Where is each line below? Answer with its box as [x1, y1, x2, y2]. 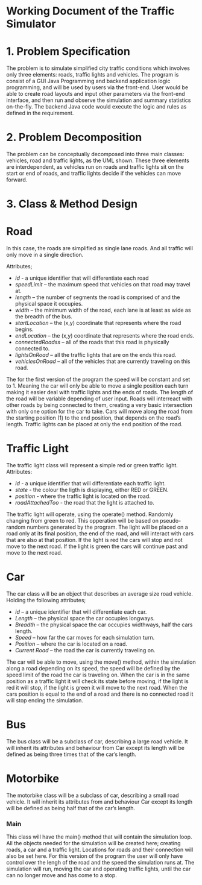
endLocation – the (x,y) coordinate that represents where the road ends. [14, 332, 195, 339]
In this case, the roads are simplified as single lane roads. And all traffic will [6, 245, 193, 252]
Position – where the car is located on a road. [14, 640, 128, 647]
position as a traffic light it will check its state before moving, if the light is [6, 678, 189, 685]
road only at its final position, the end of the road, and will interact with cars [6, 530, 194, 537]
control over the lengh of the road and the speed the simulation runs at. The [6, 859, 195, 866]
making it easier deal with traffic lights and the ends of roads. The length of [6, 389, 194, 396]
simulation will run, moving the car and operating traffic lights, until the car [6, 865, 191, 872]
